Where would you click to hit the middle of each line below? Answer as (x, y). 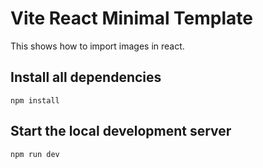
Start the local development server (121, 131)
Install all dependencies (86, 77)
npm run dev (35, 154)
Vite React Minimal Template (132, 18)
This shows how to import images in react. (97, 46)
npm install (35, 100)
